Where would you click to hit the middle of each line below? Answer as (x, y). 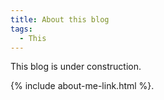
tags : (21, 29)
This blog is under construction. (76, 67)
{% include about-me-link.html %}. (82, 86)
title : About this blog (60, 19)
